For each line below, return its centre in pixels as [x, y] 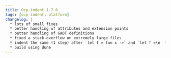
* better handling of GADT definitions [52, 33]
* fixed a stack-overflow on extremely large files [66, 38]
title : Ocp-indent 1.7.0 [32, 10]
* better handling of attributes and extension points [69, 29]
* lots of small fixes [34, 24]
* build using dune [31, 47]
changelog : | [19, 19]
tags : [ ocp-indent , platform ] [37, 15]
